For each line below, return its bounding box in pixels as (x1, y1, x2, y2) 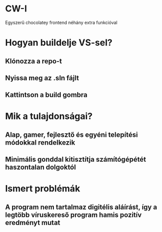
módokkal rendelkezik (5, 138, 76, 147)
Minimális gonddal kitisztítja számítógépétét (5, 155, 146, 164)
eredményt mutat (5, 218, 61, 227)
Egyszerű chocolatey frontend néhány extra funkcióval (5, 19, 118, 25)
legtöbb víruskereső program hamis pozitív (5, 211, 142, 219)
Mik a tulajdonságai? (5, 111, 93, 122)
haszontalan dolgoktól (5, 163, 76, 172)
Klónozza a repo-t (5, 57, 62, 65)
